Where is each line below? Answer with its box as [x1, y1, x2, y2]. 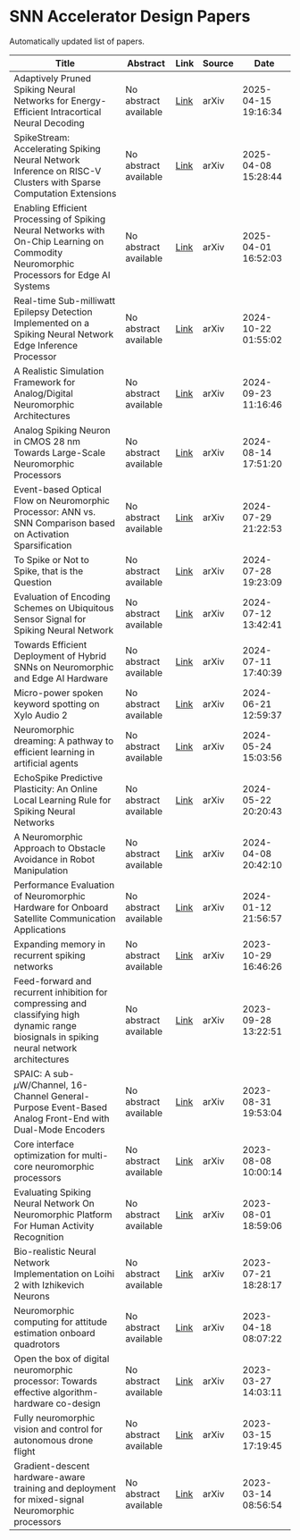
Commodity [13, 246, 63, 258]
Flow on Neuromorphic [13, 494, 110, 507]
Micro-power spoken [13, 686, 104, 699]
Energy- [71, 94, 107, 106]
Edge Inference [13, 339, 79, 351]
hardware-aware [13, 1470, 86, 1483]
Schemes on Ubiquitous [13, 602, 114, 614]
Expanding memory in [13, 938, 105, 950]
